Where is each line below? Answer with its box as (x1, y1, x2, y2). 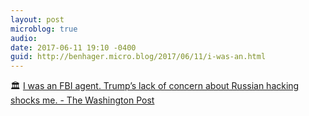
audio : (10, 33, 38, 43)
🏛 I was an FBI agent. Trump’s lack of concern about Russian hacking (10, 80, 300, 92)
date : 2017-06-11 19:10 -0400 (10, 42, 137, 53)
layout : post (10, 14, 65, 25)
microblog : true (10, 24, 78, 34)
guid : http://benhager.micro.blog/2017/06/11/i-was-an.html (10, 52, 267, 62)
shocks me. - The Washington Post (10, 94, 155, 106)
